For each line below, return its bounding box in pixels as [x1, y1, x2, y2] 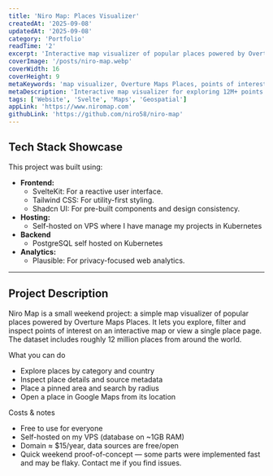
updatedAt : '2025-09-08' [8, 27, 93, 35]
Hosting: [19, 212, 50, 222]
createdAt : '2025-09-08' [8, 20, 93, 28]
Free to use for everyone [19, 423, 103, 433]
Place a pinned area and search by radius [19, 383, 160, 393]
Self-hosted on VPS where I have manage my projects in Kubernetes [32, 221, 262, 230]
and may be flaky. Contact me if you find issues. [19, 457, 182, 468]
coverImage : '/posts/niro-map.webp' [8, 58, 132, 66]
